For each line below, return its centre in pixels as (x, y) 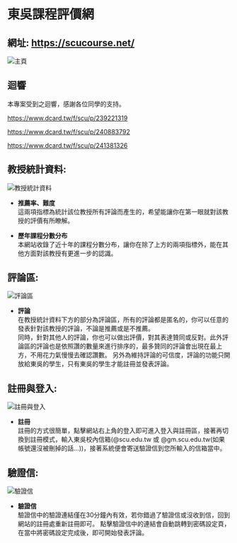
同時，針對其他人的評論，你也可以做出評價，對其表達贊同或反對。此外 (120, 337)
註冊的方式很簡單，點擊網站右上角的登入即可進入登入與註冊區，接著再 (120, 431)
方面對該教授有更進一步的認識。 (70, 253)
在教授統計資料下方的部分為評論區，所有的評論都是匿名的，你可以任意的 (123, 320)
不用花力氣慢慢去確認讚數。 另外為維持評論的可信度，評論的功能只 (127, 355)
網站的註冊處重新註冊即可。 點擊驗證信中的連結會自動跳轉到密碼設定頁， (124, 524)
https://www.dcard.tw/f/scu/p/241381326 (68, 145)
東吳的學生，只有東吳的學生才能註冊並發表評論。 (102, 364)
